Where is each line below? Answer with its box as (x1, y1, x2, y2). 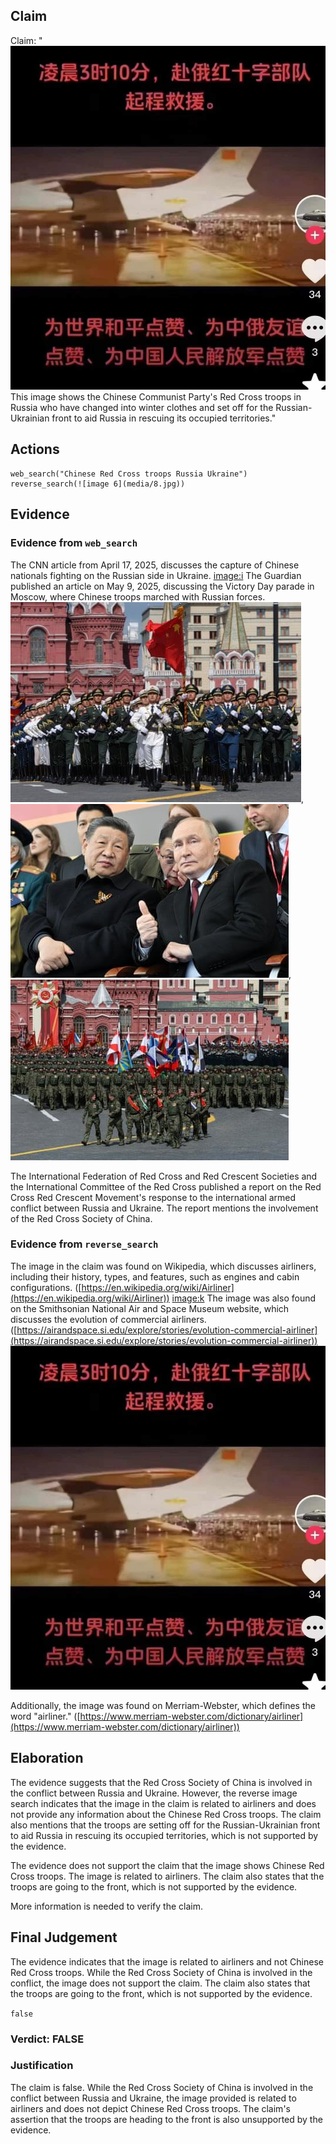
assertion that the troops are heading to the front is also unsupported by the (10, 2113, 323, 2125)
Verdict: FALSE (10, 2032, 85, 2046)
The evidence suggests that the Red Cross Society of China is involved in (10, 1776, 313, 1788)
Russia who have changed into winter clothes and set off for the (10, 402, 274, 414)
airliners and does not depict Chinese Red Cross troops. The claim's (10, 2102, 291, 2114)
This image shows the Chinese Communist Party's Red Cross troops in (10, 391, 302, 403)
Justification (10, 2059, 74, 2073)
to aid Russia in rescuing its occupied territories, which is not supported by (10, 1829, 319, 1841)
